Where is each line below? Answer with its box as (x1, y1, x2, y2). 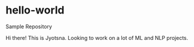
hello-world (5, 4, 65, 17)
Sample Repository (5, 23, 53, 30)
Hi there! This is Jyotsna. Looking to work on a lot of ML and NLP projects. (5, 34, 189, 41)
